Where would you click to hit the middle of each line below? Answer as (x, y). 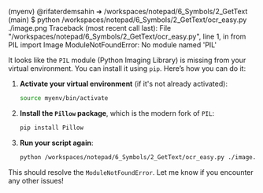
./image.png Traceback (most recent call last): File (90, 28)
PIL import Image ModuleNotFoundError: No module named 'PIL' (113, 45)
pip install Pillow (52, 128)
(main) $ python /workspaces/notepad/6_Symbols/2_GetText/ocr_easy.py (128, 20)
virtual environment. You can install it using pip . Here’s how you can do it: (127, 69)
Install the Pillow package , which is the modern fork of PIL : (117, 113)
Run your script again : (56, 143)
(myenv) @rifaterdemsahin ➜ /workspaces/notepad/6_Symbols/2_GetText (128, 11)
